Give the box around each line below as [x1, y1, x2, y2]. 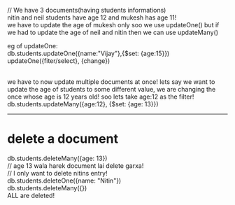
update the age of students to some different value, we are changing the [7, 85, 216, 93]
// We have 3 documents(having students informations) [7, 6, 166, 14]
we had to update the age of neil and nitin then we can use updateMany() [7, 28, 219, 36]
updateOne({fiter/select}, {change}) [7, 57, 111, 65]
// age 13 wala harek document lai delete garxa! [7, 161, 144, 170]
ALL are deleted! [7, 191, 55, 199]
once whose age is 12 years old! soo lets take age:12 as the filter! [7, 92, 194, 101]
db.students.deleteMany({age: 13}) [7, 154, 108, 162]
